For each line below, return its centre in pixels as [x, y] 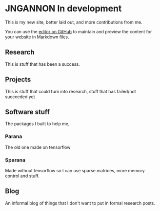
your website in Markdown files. [37, 37]
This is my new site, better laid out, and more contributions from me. [74, 22]
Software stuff [28, 112]
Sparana [15, 160]
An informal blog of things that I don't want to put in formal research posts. [80, 203]
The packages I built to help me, [37, 124]
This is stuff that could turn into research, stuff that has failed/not [70, 91]
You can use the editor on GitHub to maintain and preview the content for [79, 31]
